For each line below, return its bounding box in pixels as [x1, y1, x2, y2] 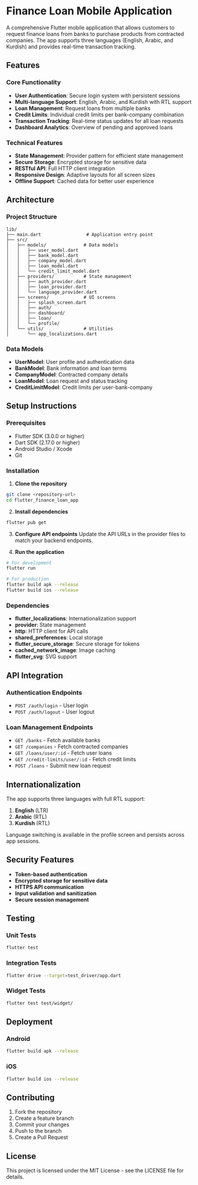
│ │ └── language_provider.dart [6, 289, 97, 295]
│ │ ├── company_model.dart [6, 258, 86, 264]
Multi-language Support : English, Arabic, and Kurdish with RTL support [14, 98, 192, 105]
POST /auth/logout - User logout [14, 708, 95, 715]
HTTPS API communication [14, 883, 84, 890]
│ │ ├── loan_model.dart [6, 263, 79, 269]
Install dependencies [14, 508, 69, 515]
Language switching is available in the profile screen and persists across [6, 831, 185, 838]
